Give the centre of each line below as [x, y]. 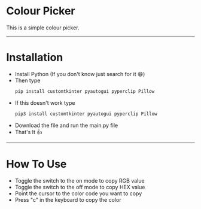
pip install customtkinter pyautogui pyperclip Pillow [85, 91]
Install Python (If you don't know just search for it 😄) [80, 74]
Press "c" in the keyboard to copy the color [68, 199]
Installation [35, 57]
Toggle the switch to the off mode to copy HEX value [80, 187]
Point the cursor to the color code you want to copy [78, 193]
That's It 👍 [28, 132]
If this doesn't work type [45, 102]
